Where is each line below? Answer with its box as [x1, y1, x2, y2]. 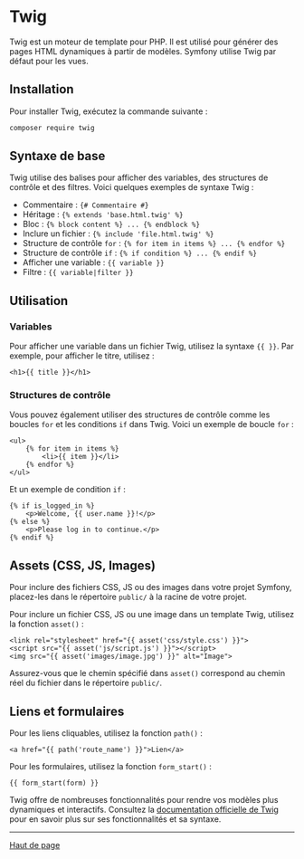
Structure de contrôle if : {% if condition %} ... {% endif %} [22, 247, 258, 259]
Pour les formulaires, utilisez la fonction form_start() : [9, 761, 213, 772]
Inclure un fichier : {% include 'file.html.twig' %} [22, 228, 214, 239]
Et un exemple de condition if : [9, 484, 127, 495]
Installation [9, 81, 74, 97]
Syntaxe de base [9, 148, 106, 164]
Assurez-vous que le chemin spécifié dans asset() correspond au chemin [9, 668, 286, 679]
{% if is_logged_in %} [9, 501, 95, 511]
